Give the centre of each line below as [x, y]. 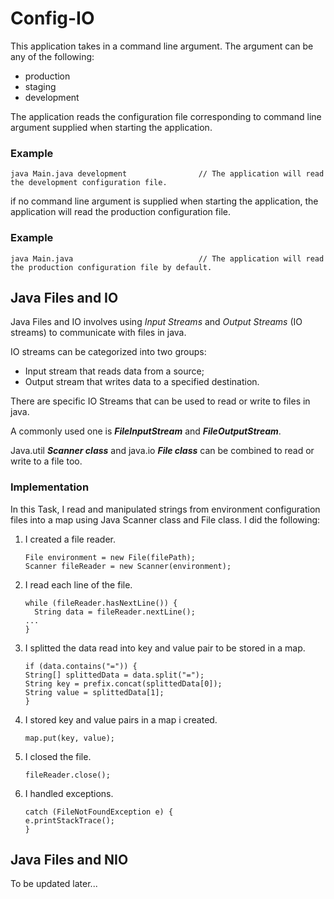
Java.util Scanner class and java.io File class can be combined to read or [162, 451]
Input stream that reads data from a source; [114, 371]
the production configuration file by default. [111, 267]
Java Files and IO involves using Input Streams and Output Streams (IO [156, 322]
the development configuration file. [89, 183]
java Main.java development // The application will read [167, 174]
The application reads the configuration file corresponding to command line [166, 116]
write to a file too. [46, 461]
